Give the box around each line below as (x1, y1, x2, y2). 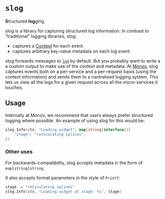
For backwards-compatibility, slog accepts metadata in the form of (5, 159, 143, 165)
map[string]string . (5, 165, 45, 171)
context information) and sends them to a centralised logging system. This (5, 73, 158, 79)
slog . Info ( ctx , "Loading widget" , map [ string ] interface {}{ (5, 127, 131, 132)
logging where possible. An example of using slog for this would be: (5, 117, 145, 123)
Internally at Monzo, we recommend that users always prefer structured (5, 112, 153, 118)
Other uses (5, 148, 33, 155)
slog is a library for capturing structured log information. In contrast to (5, 27, 149, 33)
